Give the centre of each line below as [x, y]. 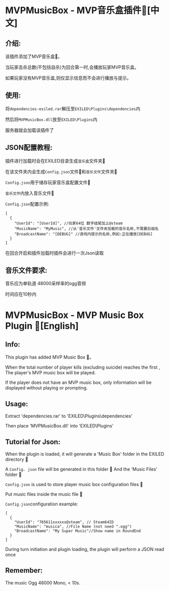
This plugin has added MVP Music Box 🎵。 [50, 357]
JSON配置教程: [29, 148]
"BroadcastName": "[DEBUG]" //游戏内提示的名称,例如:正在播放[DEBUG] [83, 234]
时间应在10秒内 [21, 294]
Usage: [17, 404]
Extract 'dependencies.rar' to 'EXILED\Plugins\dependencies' [69, 416]
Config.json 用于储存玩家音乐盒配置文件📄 [48, 182]
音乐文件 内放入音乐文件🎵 [30, 193]
